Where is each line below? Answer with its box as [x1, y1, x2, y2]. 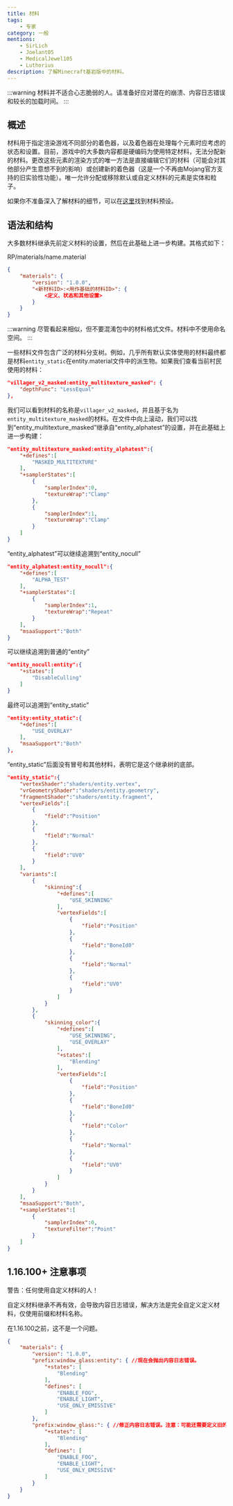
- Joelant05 [19, 49, 54, 56]
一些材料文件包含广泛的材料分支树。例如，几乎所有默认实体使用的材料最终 [7, 348, 220, 357]
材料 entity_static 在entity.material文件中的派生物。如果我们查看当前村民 [12, 357, 222, 365]
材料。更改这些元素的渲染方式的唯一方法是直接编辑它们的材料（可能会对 [12, 156, 220, 164]
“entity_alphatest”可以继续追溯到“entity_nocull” [7, 549, 141, 557]
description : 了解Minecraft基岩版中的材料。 [7, 68, 128, 75]
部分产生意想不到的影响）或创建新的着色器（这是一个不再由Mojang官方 [12, 164, 217, 174]
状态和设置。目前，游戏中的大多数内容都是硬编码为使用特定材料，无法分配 [7, 147, 220, 156]
